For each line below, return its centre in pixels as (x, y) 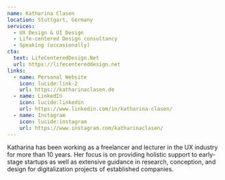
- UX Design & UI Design (49, 33)
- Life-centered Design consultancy (65, 39)
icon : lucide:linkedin (52, 103)
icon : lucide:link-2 (49, 83)
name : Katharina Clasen (41, 13)
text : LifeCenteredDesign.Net (56, 58)
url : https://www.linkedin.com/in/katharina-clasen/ (96, 109)
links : (16, 70)
